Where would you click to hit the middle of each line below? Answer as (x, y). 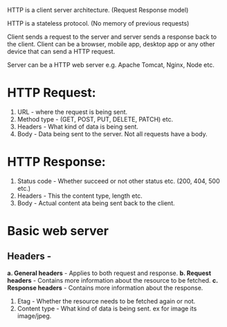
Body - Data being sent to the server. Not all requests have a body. (112, 133)
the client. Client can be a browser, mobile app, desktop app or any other (111, 44)
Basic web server (58, 231)
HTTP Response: (56, 162)
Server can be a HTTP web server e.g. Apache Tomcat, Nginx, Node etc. (111, 65)
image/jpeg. (34, 316)
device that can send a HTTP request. (61, 52)
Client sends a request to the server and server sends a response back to (112, 37)
